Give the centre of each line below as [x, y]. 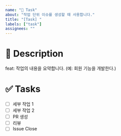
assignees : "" [20, 29]
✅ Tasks [23, 89]
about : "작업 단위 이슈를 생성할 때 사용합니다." [50, 15]
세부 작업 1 [23, 104]
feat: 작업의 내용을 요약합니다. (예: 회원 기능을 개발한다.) [61, 68]
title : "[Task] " [24, 19]
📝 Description [34, 54]
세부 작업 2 [23, 110]
